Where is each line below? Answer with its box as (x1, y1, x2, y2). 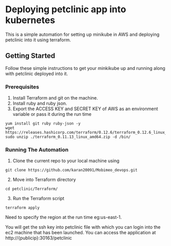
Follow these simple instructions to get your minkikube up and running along (5, 65, 165, 71)
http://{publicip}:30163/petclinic (5, 235, 72, 241)
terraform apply (5, 205, 40, 210)
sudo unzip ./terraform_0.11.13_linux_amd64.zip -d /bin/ (5, 134, 131, 140)
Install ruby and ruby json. (12, 101, 67, 107)
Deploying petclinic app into (5, 4, 126, 15)
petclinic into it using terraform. (5, 37, 71, 43)
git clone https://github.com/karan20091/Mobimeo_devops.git (5, 167, 138, 173)
